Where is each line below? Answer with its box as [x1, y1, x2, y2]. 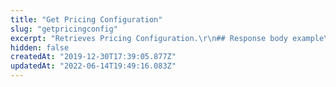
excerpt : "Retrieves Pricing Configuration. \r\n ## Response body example [10, 33, 325, 43]
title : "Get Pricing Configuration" [10, 14, 163, 25]
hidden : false [10, 42, 70, 53]
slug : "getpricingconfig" [10, 24, 118, 34]
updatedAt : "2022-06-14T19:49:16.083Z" [10, 61, 177, 71]
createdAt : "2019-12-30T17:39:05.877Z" [10, 52, 177, 62]
